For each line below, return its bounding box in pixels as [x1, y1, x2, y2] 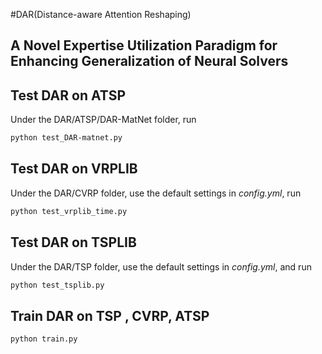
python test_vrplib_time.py [10, 206, 128, 216]
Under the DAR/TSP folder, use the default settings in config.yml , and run [10, 260, 312, 273]
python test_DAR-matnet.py [10, 133, 123, 143]
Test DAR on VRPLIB [10, 160, 138, 178]
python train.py [10, 334, 78, 344]
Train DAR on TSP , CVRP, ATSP [10, 307, 210, 324]
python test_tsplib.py [10, 280, 105, 290]
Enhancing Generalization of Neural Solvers [10, 53, 289, 70]
